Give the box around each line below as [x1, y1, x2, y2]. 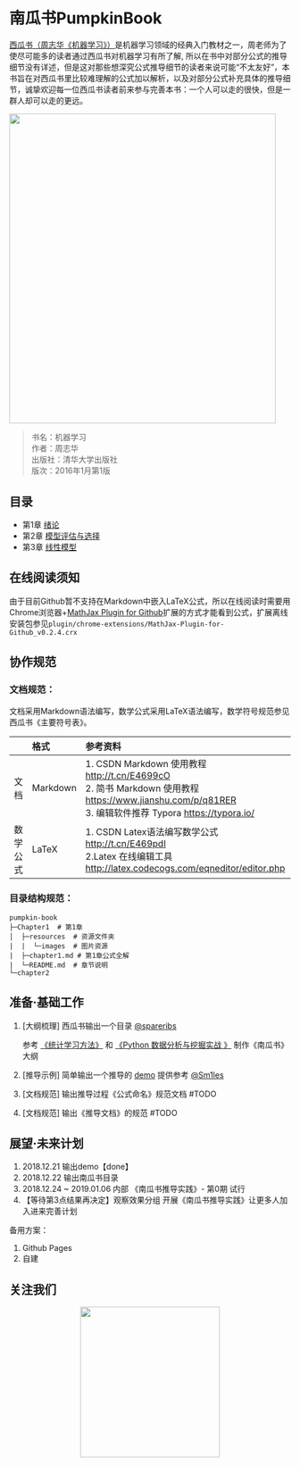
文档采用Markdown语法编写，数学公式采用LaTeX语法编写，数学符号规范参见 [9, 705, 290, 716]
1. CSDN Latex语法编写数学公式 [85, 825, 219, 838]
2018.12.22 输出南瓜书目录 [21, 1172, 119, 1183]
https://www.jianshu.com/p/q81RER [85, 794, 237, 806]
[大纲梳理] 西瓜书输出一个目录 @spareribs [21, 1020, 177, 1031]
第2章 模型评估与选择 [21, 530, 101, 541]
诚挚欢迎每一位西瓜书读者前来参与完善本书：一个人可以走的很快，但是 [24, 84, 283, 95]
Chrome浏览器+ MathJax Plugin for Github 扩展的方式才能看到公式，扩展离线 [9, 606, 288, 617]
